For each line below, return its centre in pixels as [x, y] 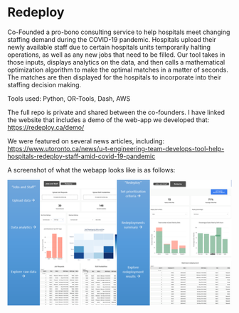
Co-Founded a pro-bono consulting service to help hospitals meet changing [119, 32]
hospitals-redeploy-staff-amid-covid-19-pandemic [81, 156]
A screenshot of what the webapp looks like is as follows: [91, 170]
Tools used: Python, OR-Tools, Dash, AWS [69, 98]
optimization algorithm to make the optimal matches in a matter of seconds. [118, 70]
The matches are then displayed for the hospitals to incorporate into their [115, 77]
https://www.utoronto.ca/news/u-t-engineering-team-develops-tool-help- [116, 148]
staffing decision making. [44, 84]
